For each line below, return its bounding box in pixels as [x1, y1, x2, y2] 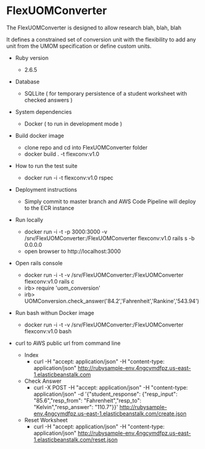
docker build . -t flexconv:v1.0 [24, 150, 100, 157]
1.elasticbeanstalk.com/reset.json [33, 436, 118, 443]
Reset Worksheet [24, 416, 68, 423]
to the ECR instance [24, 204, 75, 211]
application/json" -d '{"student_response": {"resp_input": [33, 390, 177, 398]
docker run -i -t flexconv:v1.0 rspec [24, 174, 114, 181]
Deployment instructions [15, 186, 78, 193]
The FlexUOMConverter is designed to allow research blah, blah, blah [6, 24, 182, 31]
